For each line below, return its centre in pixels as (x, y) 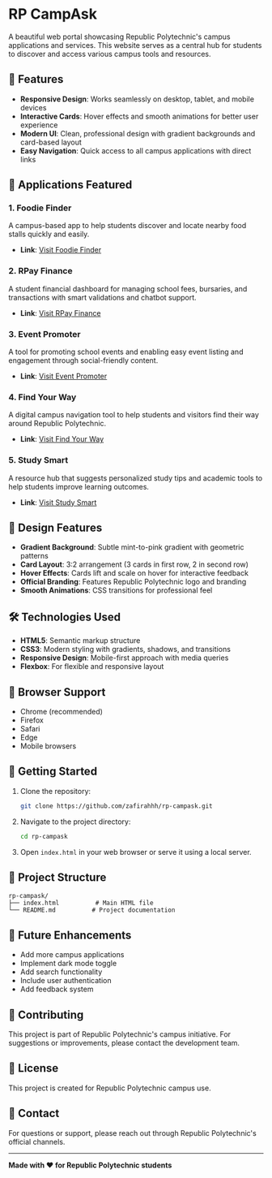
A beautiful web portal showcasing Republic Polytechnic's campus (119, 37)
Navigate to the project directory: (75, 822)
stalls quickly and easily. (49, 234)
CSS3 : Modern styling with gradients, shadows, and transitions (125, 649)
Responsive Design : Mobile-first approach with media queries (124, 658)
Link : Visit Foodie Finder (61, 250)
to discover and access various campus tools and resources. (110, 54)
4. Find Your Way (42, 397)
